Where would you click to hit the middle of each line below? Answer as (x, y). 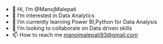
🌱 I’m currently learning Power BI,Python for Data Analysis (85, 22)
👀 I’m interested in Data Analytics (53, 15)
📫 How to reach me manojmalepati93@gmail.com (75, 35)
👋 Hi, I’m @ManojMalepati (44, 9)
